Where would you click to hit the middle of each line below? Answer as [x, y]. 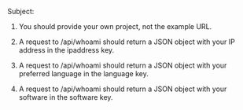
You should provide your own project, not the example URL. [115, 26]
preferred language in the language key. [83, 73]
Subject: [21, 11]
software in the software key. [66, 97]
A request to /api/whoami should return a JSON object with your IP [127, 42]
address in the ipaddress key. [66, 50]
